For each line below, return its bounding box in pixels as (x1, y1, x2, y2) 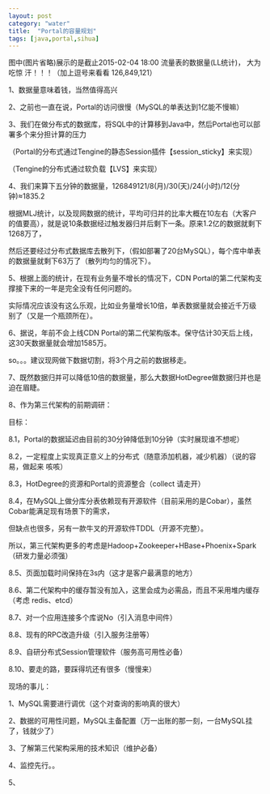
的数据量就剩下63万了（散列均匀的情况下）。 (8, 256, 156, 266)
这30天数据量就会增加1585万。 (8, 338, 112, 348)
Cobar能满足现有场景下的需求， (8, 506, 115, 516)
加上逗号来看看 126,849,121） (59, 68, 157, 78)
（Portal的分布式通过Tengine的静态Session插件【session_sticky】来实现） (8, 147, 257, 156)
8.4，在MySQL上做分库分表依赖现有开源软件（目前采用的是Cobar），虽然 (8, 496, 252, 506)
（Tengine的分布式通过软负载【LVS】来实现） (8, 164, 162, 174)
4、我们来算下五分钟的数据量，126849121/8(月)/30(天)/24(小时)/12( (8, 181, 233, 191)
